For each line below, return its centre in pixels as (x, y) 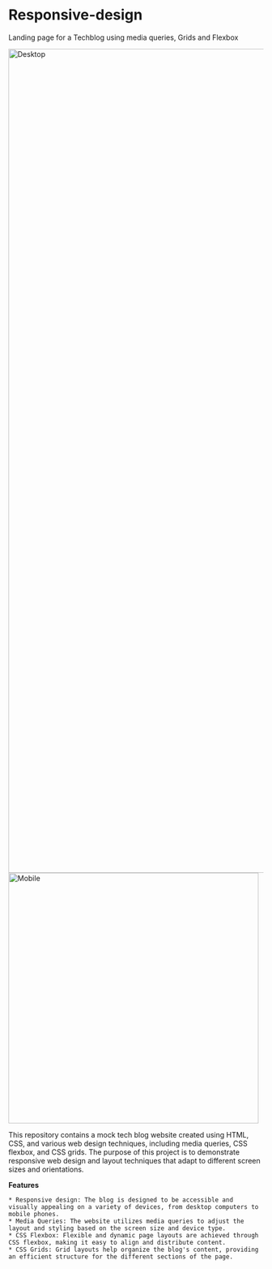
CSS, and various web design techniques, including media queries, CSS (128, 1143)
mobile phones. (34, 1214)
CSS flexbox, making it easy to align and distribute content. (117, 1242)
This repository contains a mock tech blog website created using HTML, (129, 1134)
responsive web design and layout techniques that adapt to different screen (134, 1160)
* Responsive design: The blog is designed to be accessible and (121, 1200)
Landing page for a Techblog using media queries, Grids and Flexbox (123, 37)
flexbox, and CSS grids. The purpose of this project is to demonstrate (124, 1152)
